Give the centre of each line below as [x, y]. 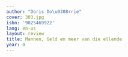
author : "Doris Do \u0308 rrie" [44, 12]
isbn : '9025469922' [31, 23]
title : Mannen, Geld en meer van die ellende [64, 39]
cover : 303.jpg [25, 17]
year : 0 [16, 45]
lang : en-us [21, 28]
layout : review [25, 34]
